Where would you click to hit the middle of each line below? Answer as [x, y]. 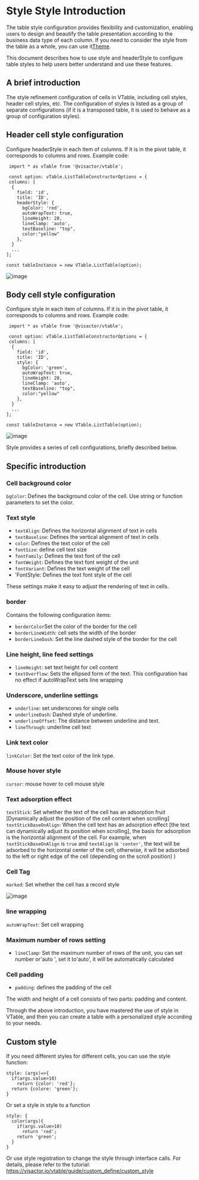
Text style [21, 518]
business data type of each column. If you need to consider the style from [97, 40]
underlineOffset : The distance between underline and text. [87, 721]
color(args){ [28, 1121]
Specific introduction [46, 466]
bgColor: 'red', [42, 208]
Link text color [27, 743]
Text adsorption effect [39, 799]
